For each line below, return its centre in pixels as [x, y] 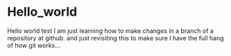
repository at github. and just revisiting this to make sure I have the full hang [115, 38]
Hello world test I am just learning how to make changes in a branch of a [110, 31]
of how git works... [34, 45]
